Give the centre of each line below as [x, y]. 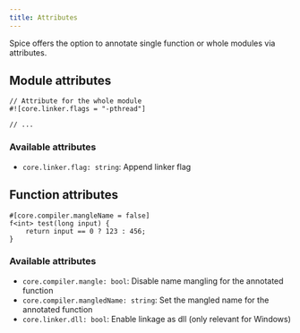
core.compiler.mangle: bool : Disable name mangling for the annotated [153, 281]
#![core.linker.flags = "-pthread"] [77, 109]
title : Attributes [43, 17]
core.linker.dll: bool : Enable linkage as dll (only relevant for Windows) [156, 319]
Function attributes [64, 195]
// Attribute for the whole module [76, 101]
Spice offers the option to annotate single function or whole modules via [142, 43]
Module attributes [60, 81]
